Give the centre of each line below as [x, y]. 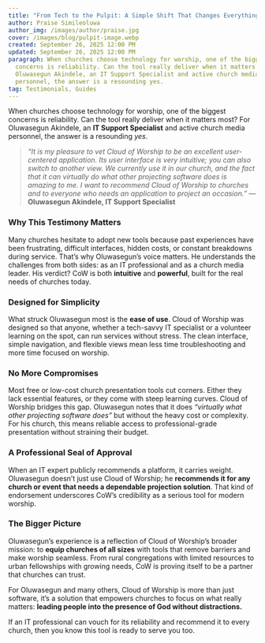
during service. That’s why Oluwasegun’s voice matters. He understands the [132, 256]
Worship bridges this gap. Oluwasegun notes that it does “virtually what [125, 407]
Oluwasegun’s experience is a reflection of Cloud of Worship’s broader [123, 540]
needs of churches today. [50, 282]
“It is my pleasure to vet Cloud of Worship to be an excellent [125, 151]
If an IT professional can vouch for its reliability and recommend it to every [129, 622]
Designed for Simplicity [54, 302]
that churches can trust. [47, 574]
